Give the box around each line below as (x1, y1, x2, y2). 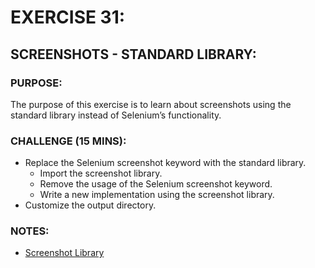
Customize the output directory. (24, 199, 157, 211)
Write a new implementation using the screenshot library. (39, 189, 275, 201)
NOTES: (10, 224, 50, 238)
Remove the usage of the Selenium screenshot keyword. (39, 178, 273, 190)
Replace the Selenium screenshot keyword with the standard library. (24, 157, 307, 169)
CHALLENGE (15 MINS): (10, 134, 127, 148)
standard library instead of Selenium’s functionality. (10, 109, 222, 121)
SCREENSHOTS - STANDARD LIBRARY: (10, 46, 257, 63)
